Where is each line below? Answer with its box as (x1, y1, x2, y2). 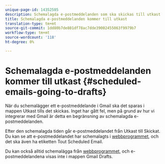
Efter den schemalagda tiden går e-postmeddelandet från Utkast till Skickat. (5, 128, 161, 134)
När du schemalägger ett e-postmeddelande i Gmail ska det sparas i (5, 103, 145, 109)
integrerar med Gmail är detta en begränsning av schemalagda (5, 113, 133, 119)
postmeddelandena (5, 153, 45, 159)
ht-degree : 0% (5, 40, 35, 45)
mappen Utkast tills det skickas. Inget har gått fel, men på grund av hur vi (5, 108, 155, 114)
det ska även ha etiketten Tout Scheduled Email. (5, 138, 103, 144)
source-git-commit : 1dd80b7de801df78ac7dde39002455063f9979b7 (5, 26, 136, 31)
